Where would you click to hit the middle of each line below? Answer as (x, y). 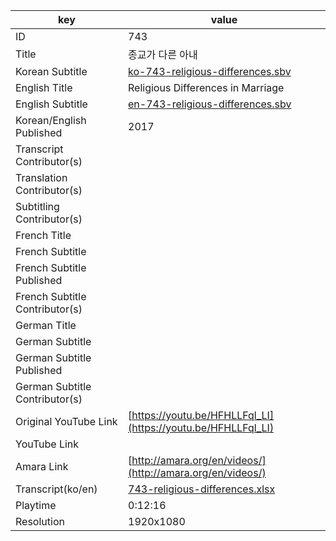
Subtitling (37, 206)
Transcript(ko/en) (56, 489)
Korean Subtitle (51, 71)
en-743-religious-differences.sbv (210, 104)
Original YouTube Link (66, 421)
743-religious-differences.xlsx (202, 489)
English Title (44, 87)
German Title (46, 325)
